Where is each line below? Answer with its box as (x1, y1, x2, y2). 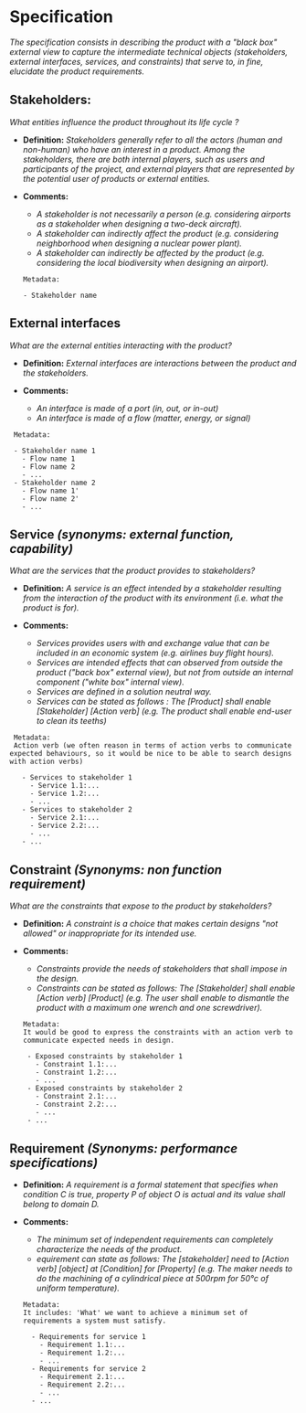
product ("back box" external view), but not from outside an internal (36, 667, 294, 678)
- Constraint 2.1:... (35, 1092, 118, 1101)
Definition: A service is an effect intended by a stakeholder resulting (22, 583, 281, 594)
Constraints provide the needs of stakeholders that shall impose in (36, 963, 288, 974)
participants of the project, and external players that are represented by (22, 163, 295, 175)
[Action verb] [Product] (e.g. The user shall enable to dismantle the (36, 993, 290, 1004)
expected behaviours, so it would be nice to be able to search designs (9, 749, 292, 759)
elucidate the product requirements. (9, 66, 144, 77)
